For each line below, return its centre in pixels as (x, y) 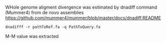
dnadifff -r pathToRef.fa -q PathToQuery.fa (53, 27)
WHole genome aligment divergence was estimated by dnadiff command (81, 7)
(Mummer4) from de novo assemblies (45, 12)
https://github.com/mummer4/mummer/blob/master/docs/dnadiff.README (83, 18)
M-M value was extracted (32, 36)
